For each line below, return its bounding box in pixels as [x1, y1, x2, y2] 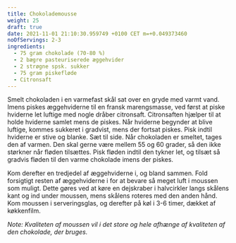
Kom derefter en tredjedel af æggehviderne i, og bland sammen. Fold [7, 169, 208, 177]
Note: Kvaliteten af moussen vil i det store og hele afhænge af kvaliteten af [7, 220, 225, 229]
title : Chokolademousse [7, 10, 77, 18]
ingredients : [7, 43, 46, 50]
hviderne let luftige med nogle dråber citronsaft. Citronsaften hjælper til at [7, 110, 221, 119]
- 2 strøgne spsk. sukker [13, 63, 90, 70]
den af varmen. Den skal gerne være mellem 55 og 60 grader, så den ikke [7, 141, 221, 149]
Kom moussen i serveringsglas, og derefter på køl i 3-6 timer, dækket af [7, 199, 216, 208]
